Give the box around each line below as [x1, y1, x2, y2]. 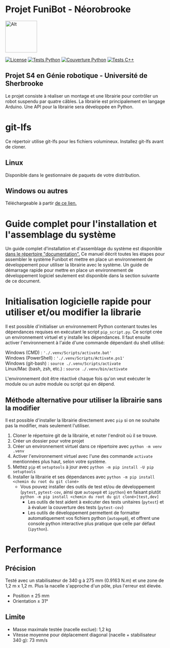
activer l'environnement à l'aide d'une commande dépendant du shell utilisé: [5, 340, 165, 346]
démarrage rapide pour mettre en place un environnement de [5, 267, 133, 273]
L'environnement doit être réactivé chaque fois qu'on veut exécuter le [5, 375, 151, 382]
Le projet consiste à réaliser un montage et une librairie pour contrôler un [5, 93, 158, 99]
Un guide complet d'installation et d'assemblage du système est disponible [5, 246, 162, 252]
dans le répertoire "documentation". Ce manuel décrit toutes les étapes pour [5, 251, 165, 257]
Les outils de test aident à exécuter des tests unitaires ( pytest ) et [27, 499, 164, 505]
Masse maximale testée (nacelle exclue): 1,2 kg [12, 626, 112, 632]
